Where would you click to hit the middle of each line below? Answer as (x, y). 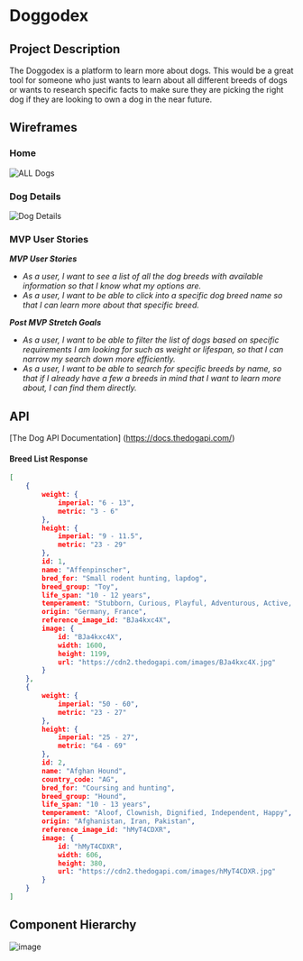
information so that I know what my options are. (111, 286)
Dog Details (35, 197)
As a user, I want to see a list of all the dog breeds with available (142, 277)
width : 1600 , (82, 645)
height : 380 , (82, 863)
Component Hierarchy (73, 925)
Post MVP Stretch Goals (55, 323)
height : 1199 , (84, 654)
